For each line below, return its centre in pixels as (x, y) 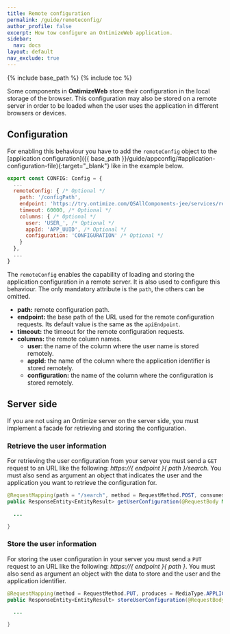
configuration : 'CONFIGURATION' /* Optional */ (94, 236)
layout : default (30, 52)
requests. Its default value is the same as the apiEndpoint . (99, 324)
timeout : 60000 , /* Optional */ (65, 210)
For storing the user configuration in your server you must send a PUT (104, 559)
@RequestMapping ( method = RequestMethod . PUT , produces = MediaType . (107, 593)
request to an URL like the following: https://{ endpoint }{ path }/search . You (114, 468)
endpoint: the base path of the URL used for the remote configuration (115, 317)
